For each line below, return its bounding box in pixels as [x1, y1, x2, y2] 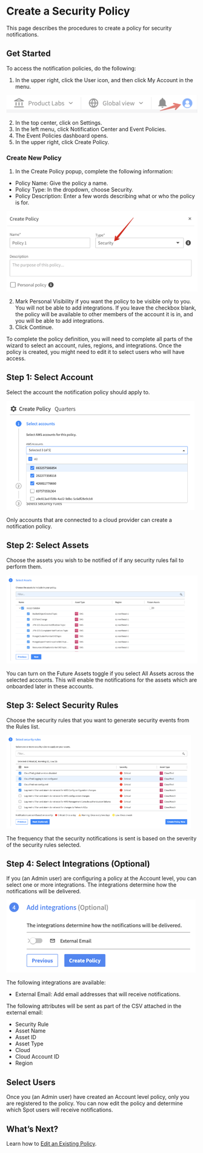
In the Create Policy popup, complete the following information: [15, 167, 173, 175]
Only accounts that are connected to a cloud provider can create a [6, 516, 173, 524]
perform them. [6, 563, 42, 570]
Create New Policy [6, 154, 62, 162]
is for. [15, 199, 30, 206]
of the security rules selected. [6, 841, 81, 848]
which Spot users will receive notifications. [6, 1106, 113, 1113]
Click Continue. [15, 324, 54, 331]
